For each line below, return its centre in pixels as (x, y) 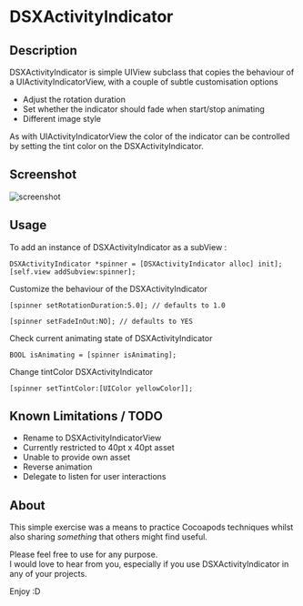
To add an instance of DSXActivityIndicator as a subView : (118, 247)
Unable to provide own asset (76, 458)
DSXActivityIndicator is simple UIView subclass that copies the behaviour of (152, 72)
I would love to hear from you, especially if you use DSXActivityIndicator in (149, 564)
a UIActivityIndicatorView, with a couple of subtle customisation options (144, 82)
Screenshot (43, 175)
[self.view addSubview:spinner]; (73, 272)
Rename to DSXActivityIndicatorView (92, 438)
